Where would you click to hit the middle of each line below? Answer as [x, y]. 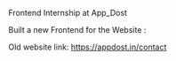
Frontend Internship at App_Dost [68, 13]
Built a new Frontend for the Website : [77, 30]
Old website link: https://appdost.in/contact [88, 47]
